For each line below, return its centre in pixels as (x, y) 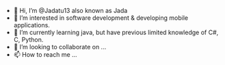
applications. (31, 25)
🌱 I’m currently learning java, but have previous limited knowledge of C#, (116, 32)
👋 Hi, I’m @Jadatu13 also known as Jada (70, 11)
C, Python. (28, 40)
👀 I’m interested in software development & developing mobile (101, 18)
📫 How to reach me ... (45, 54)
